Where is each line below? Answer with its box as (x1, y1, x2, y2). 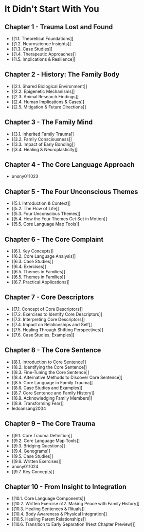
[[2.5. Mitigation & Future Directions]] (11, 104, 86, 110)
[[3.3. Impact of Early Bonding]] (11, 141, 75, 147)
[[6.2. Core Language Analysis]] (11, 253, 76, 259)
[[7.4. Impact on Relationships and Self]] (11, 321, 92, 327)
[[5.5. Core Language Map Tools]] (11, 221, 80, 227)
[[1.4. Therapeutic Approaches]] (11, 51, 76, 57)
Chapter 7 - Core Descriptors (4, 293, 94, 301)
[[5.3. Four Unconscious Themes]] (11, 211, 81, 217)
